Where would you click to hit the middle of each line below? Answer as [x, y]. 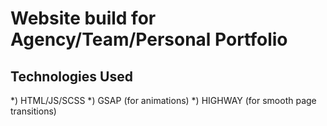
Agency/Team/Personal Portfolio [149, 39]
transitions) [33, 111]
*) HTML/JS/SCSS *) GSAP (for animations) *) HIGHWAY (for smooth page [163, 100]
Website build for [83, 18]
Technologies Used [71, 76]
